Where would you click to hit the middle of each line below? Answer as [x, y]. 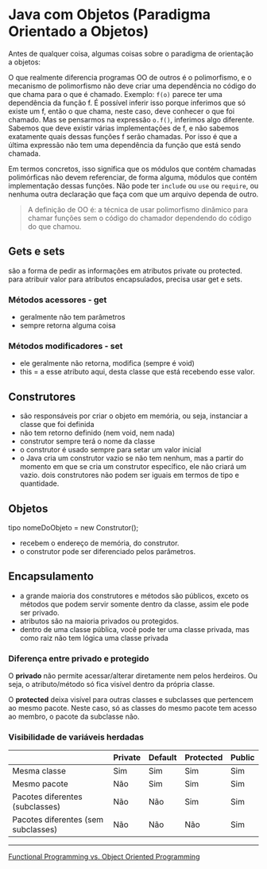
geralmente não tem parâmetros [72, 317]
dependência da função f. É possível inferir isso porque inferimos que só [127, 103]
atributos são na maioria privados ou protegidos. [99, 621]
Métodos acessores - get [58, 300]
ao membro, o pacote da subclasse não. [74, 716]
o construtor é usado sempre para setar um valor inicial [110, 450]
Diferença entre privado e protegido [79, 658]
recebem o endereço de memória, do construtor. [99, 543]
